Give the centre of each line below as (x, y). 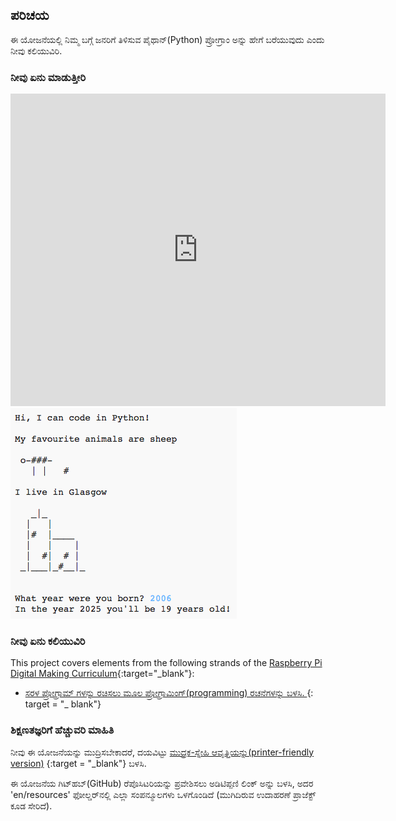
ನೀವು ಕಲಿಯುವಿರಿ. (36, 50)
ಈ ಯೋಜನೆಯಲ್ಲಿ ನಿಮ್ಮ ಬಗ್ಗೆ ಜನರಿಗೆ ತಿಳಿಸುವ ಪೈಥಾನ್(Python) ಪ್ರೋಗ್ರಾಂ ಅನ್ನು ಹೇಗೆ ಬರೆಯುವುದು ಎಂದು (167, 39)
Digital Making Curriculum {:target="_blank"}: (102, 674)
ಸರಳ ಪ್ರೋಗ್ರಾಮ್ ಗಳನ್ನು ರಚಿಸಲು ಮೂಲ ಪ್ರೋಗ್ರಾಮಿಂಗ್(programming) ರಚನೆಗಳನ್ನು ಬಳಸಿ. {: (169, 693)
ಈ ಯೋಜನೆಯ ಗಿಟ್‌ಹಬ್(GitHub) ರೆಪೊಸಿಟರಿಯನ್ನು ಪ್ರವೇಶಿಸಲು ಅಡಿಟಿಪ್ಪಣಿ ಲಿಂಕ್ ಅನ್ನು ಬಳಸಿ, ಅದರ (162, 783)
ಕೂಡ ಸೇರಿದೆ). (31, 805)
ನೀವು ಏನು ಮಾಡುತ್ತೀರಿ (48, 77)
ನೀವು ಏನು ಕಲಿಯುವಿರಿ (48, 641)
